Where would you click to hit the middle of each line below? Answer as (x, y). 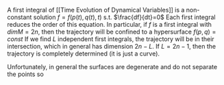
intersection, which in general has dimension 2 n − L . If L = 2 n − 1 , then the (112, 46)
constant (20, 17)
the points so (26, 74)
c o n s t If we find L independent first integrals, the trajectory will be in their (111, 39)
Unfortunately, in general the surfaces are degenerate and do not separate (112, 67)
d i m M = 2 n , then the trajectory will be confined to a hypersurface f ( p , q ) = (112, 32)
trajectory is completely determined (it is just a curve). (83, 53)
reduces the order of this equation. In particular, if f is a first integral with (110, 24)
